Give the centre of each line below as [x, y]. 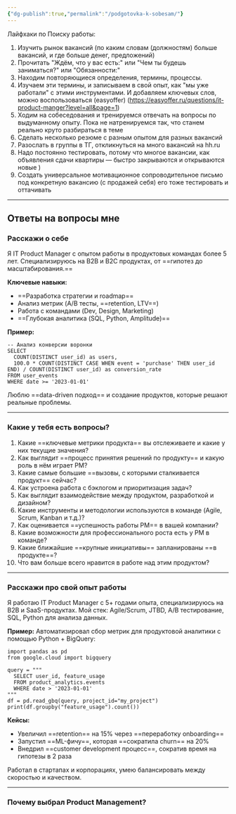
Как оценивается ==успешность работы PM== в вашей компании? [118, 525]
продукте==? [37, 555]
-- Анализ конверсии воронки [50, 345]
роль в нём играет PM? [52, 465]
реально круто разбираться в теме [70, 130]
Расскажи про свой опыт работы [67, 587]
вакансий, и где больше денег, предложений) [86, 55]
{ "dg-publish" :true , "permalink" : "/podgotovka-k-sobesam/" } [96, 14]
